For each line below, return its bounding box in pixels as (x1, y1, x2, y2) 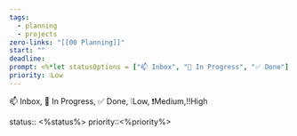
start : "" (9, 46, 46, 55)
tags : (9, 12, 29, 22)
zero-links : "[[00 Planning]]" (9, 37, 125, 47)
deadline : (9, 54, 46, 63)
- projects (17, 29, 58, 38)
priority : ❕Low (9, 71, 64, 80)
